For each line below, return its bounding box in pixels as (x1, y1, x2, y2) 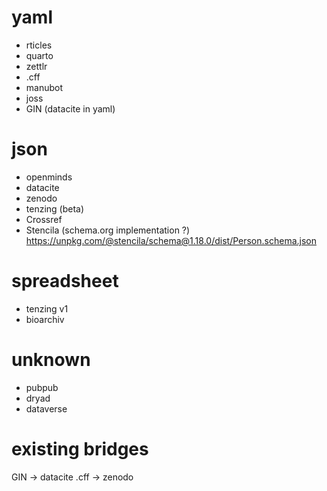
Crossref (25, 213, 63, 225)
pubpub (25, 381, 59, 393)
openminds (25, 171, 73, 183)
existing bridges (11, 437, 149, 460)
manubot (25, 81, 64, 93)
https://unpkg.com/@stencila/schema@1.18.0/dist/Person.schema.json (25, 234, 317, 246)
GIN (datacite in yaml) (25, 102, 116, 115)
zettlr (25, 60, 48, 72)
